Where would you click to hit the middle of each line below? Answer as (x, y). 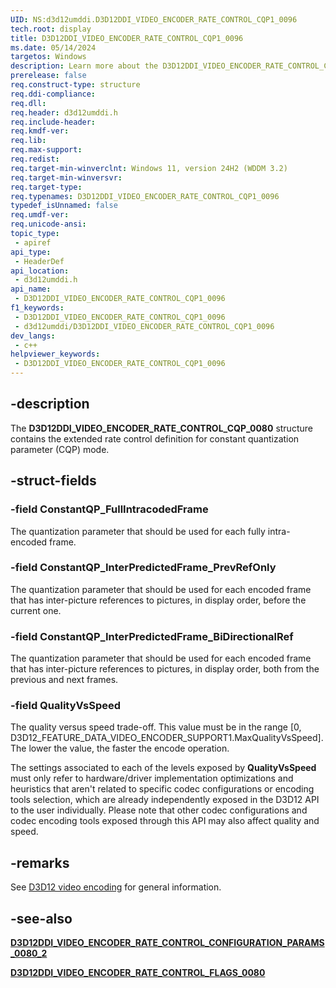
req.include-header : (53, 122)
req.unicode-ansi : (48, 224)
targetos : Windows (48, 57)
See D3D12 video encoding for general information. (116, 887)
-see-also (41, 918)
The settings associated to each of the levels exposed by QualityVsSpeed (163, 768)
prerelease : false (48, 76)
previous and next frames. (64, 680)
